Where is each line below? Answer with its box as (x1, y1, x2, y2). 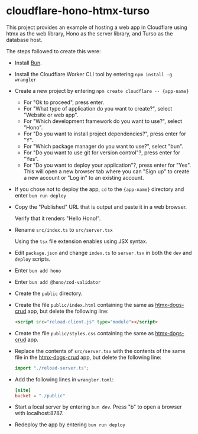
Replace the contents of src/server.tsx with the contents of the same (14, 347, 186, 354)
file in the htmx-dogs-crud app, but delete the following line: (14, 354, 161, 361)
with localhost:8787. (14, 410, 64, 417)
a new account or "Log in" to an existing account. (23, 174, 144, 181)
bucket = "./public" (14, 393, 66, 399)
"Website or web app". (23, 111, 79, 118)
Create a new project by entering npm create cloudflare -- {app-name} (14, 87, 189, 94)
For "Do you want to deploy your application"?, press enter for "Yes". (23, 161, 191, 169)
